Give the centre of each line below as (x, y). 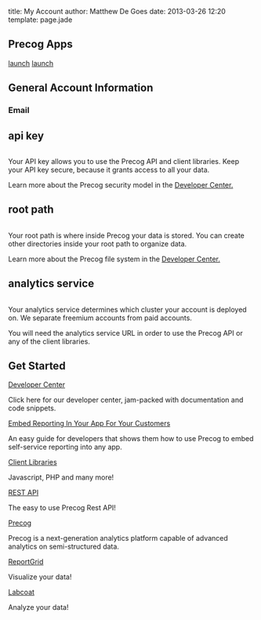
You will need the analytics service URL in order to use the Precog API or (125, 333)
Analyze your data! (38, 607)
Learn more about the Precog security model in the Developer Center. (121, 184)
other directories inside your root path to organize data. (98, 243)
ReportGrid (26, 562)
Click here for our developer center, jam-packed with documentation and (126, 400)
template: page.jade (40, 20)
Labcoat (22, 593)
